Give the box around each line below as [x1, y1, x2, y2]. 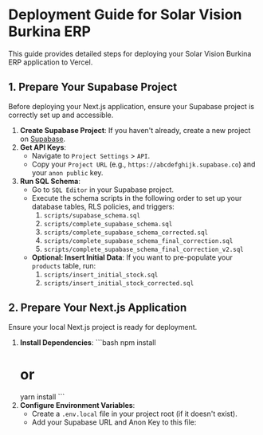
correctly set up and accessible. [8, 110, 114, 120]
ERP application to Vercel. [8, 57, 93, 67]
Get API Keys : [19, 142, 66, 152]
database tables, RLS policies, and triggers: [31, 202, 175, 211]
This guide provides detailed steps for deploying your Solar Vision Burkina [8, 49, 252, 58]
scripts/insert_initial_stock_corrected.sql [43, 279, 194, 288]
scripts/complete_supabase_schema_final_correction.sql [43, 237, 234, 245]
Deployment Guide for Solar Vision [8, 6, 242, 24]
